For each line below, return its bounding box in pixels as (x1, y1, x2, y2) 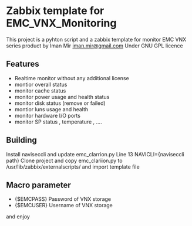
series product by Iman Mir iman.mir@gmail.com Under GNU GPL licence (6, 42, 183, 49)
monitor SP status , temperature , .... (14, 118, 102, 125)
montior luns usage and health (14, 105, 89, 112)
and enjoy (6, 213, 31, 220)
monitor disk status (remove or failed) (14, 100, 106, 107)
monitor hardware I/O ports (14, 112, 81, 119)
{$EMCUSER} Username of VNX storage (14, 202, 113, 209)
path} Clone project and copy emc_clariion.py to (6, 157, 123, 164)
